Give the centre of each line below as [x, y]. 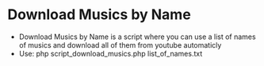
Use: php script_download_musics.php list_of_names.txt [111, 53]
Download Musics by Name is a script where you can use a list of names [137, 37]
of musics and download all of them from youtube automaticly [120, 45]
